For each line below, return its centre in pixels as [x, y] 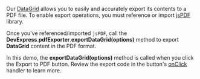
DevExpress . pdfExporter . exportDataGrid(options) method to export [93, 39]
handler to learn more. [34, 71]
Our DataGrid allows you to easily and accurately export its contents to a [96, 9]
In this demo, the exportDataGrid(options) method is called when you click [100, 58]
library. [15, 21]
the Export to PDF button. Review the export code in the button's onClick [97, 64]
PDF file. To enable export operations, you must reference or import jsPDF [98, 15]
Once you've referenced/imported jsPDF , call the [67, 33]
